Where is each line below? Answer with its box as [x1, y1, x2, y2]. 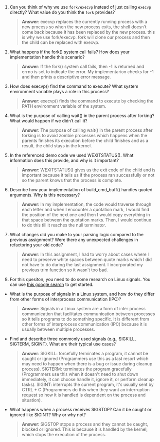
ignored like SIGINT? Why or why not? [9, 412, 86, 418]
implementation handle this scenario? [9, 54, 85, 60]
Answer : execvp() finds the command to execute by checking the [21, 98, 154, 104]
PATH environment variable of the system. [21, 103, 107, 109]
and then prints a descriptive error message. [21, 74, 111, 80]
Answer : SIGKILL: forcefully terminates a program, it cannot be [21, 351, 148, 356]
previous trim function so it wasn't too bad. [21, 267, 108, 273]
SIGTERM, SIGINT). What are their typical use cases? [9, 341, 116, 347]
